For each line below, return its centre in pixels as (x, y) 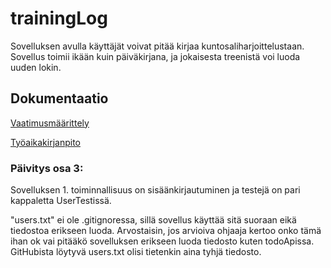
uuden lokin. (36, 67)
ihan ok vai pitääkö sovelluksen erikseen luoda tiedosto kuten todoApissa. (162, 241)
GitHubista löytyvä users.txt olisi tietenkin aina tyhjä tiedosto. (136, 252)
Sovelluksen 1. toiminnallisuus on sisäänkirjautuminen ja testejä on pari (155, 190)
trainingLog (59, 18)
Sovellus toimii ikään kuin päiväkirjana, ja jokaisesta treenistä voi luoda (155, 56)
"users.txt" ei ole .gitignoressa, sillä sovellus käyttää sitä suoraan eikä (153, 220)
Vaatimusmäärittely (50, 123)
